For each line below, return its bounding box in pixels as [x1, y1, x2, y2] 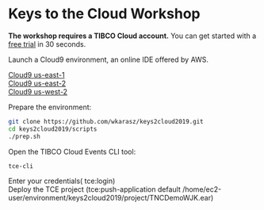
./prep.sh [8, 132, 41, 140]
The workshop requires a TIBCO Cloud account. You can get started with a [8, 31, 257, 40]
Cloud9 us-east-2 [8, 78, 66, 88]
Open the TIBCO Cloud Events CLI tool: [8, 147, 136, 156]
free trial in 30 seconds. [8, 39, 86, 48]
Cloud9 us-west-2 [8, 86, 68, 96]
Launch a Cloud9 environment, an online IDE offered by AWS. [8, 55, 209, 64]
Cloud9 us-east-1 [8, 70, 65, 79]
